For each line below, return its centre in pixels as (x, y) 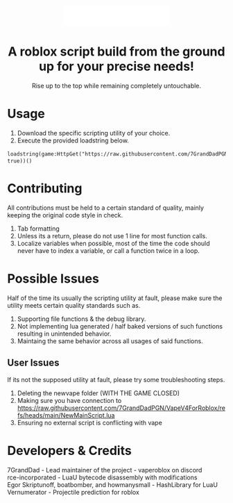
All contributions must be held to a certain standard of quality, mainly (106, 208)
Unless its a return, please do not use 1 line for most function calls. (112, 236)
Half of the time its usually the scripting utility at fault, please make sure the (115, 298)
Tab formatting (38, 229)
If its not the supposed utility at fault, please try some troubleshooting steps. (116, 379)
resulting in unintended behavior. (64, 333)
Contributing (45, 189)
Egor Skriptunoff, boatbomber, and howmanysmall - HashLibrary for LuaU (113, 484)
